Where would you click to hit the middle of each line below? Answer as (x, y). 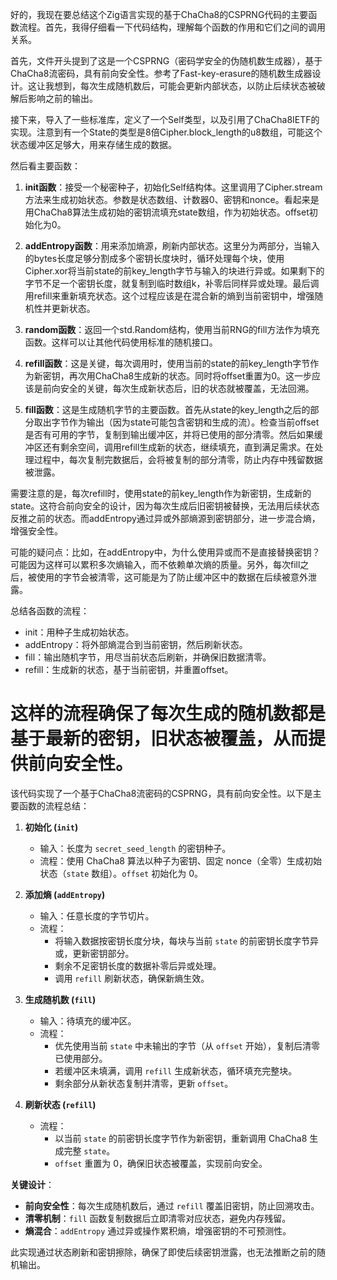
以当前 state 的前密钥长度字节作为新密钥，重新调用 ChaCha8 (181, 1138)
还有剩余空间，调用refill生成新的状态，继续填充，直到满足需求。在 (178, 447)
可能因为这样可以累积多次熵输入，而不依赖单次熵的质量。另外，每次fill (155, 564)
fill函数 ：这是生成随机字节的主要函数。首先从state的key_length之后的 (167, 409)
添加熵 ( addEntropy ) (65, 894)
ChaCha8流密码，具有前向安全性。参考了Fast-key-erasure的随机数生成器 (161, 73)
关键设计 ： (32, 1184)
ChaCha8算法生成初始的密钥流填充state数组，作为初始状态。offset (171, 212)
